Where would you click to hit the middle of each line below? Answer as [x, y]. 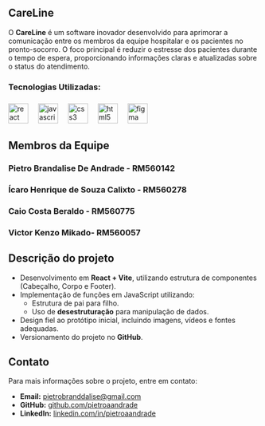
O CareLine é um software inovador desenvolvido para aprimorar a [118, 32]
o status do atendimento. [49, 66]
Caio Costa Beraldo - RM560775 [72, 211]
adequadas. [39, 328]
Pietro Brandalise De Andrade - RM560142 [92, 168]
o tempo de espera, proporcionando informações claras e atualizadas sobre [132, 57]
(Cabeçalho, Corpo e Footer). [68, 286]
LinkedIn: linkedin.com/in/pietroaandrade [88, 413]
